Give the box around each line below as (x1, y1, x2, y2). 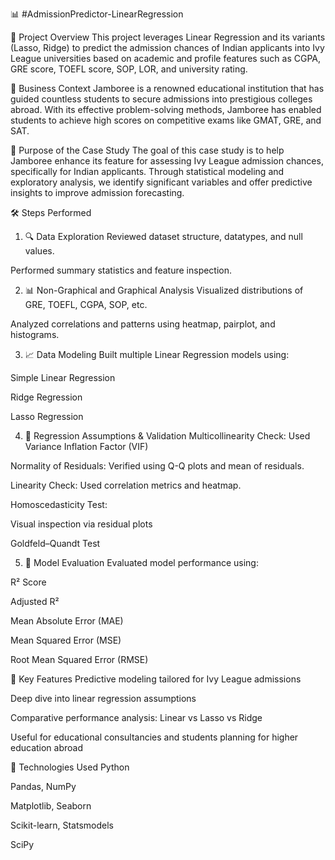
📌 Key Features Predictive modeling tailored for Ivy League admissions (10, 673, 302, 685)
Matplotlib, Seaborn (10, 800, 92, 812)
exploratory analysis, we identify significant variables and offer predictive (10, 176, 313, 188)
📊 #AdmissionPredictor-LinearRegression (10, 8, 184, 20)
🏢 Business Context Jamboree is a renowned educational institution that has (10, 83, 325, 94)
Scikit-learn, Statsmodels (10, 819, 114, 831)
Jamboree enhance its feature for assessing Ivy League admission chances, (10, 155, 324, 167)
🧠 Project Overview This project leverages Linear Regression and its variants (10, 31, 326, 43)
